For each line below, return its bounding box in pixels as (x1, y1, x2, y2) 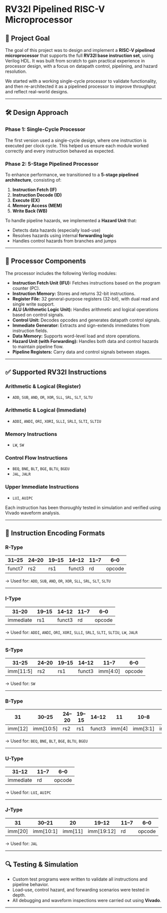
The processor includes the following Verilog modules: (5, 270, 117, 276)
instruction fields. (12, 327, 48, 333)
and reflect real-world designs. (5, 89, 69, 94)
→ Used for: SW (5, 680, 36, 686)
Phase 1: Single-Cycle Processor (5, 126, 85, 133)
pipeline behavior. (12, 881, 49, 887)
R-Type (5, 544, 23, 551)
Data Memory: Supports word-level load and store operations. (12, 333, 141, 339)
